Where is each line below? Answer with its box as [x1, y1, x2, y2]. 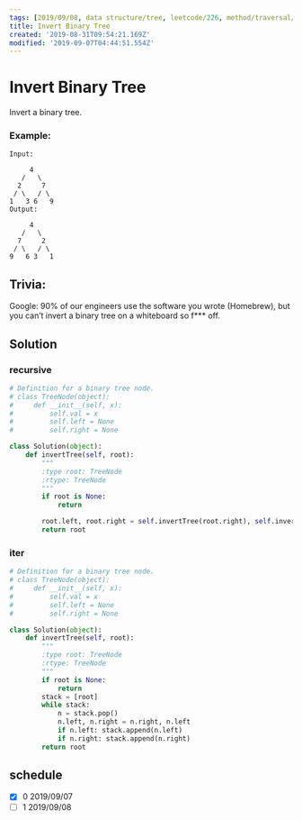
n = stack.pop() [57, 709, 119, 718]
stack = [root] [41, 692, 99, 701]
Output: [9, 205, 39, 214]
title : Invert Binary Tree [9, 22, 111, 31]
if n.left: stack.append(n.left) [57, 726, 182, 735]
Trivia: [9, 277, 47, 292]
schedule [9, 768, 63, 783]
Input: [9, 150, 34, 159]
